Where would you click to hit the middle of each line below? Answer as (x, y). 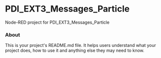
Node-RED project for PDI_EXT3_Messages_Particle (57, 22)
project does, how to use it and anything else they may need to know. (75, 51)
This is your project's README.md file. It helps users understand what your (80, 45)
